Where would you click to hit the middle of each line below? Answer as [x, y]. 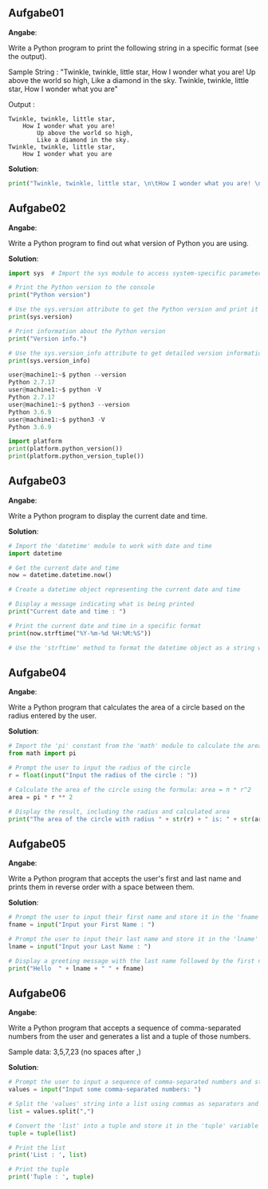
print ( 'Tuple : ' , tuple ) [51, 1177]
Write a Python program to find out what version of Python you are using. [128, 243]
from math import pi [43, 754]
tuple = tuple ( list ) [43, 1133]
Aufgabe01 [36, 13]
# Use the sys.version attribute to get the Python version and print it [134, 310]
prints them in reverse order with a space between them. [102, 887]
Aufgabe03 [37, 481]
